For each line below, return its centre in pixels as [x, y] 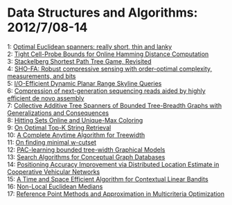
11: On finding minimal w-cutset [52, 142]
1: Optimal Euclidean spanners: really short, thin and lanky [90, 46]
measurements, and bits [42, 76]
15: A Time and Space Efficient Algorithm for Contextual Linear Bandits [108, 179]
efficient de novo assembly [46, 98]
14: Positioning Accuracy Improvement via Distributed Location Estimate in [113, 164]
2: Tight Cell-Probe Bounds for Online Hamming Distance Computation [108, 54]
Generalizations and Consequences [58, 113]
